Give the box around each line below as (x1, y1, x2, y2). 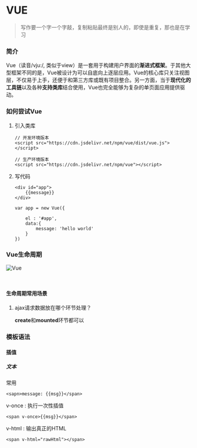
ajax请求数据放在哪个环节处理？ (14, 304, 92, 311)
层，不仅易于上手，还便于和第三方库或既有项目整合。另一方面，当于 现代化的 (6, 77, 191, 84)
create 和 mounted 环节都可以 (14, 317, 84, 324)
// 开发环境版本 (14, 135, 49, 141)
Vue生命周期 (6, 251, 42, 259)
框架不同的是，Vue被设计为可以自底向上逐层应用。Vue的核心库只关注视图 (11, 69, 190, 77)
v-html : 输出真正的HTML (6, 424, 67, 432)
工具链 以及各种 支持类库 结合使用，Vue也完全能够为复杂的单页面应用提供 (6, 84, 181, 91)
